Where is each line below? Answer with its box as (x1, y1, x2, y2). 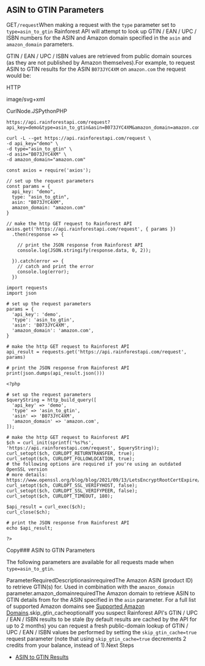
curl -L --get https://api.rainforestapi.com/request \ (6, 135, 151, 141)
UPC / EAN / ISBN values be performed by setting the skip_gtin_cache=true (6, 628, 197, 635)
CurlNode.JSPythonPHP (6, 107, 67, 115)
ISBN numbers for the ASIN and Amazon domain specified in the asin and (6, 34, 192, 42)
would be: (6, 71, 32, 79)
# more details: (6, 471, 48, 478)
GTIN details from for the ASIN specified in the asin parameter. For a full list (6, 596, 196, 603)
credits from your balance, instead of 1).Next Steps (6, 641, 134, 649)
